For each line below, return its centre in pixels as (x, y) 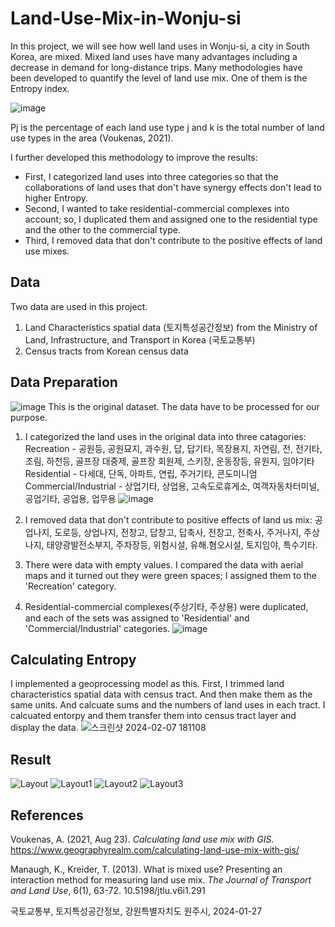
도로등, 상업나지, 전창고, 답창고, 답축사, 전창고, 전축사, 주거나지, (178, 532)
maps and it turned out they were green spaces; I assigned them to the (171, 575)
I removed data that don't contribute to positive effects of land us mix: (168, 519)
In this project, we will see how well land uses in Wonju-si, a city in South (160, 46)
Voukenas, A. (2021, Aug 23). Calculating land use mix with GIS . (142, 839)
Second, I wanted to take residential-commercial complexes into (157, 208)
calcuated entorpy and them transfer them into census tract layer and (153, 716)
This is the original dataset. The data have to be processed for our (184, 406)
